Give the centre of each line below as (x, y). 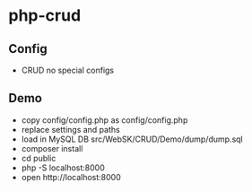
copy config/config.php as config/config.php (104, 120)
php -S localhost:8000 (63, 168)
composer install (52, 148)
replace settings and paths (70, 129)
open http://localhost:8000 (71, 177)
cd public (39, 158)
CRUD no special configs (68, 70)
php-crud (45, 16)
